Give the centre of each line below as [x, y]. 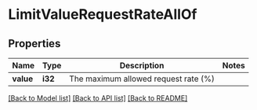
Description [142, 66]
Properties [34, 44]
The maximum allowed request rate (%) [142, 79]
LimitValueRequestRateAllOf [103, 15]
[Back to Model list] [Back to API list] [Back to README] [98, 98]
